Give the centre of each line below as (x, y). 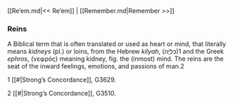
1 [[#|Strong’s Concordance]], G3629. (62, 80)
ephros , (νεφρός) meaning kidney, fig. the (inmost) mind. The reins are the (115, 59)
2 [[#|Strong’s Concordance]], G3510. (62, 94)
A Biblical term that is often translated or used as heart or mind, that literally (117, 44)
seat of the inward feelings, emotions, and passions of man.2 (96, 66)
